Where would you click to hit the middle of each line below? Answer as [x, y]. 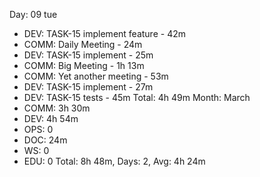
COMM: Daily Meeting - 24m [83, 44]
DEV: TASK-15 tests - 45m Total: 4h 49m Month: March [137, 97]
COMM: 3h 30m [57, 108]
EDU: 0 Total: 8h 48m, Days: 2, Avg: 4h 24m [114, 161]
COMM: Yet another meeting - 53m [96, 76]
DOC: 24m [45, 140]
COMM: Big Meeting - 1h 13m [84, 65]
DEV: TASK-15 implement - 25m [88, 55]
